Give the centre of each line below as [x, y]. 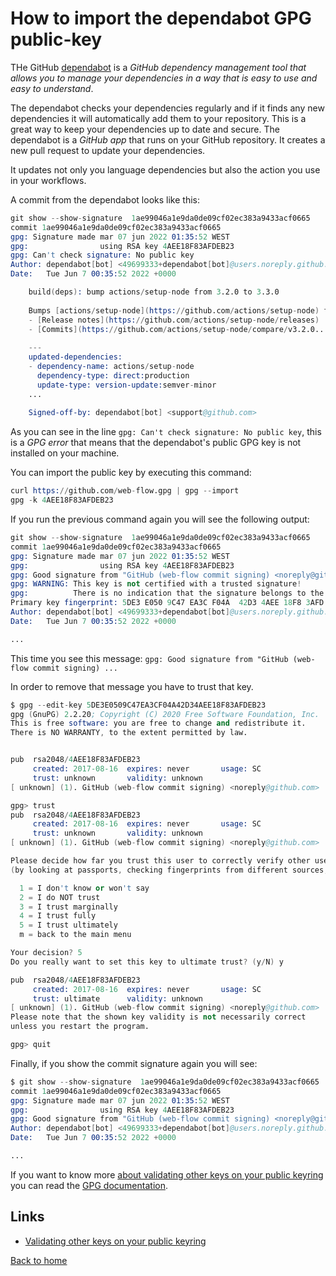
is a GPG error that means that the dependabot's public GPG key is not [156, 443]
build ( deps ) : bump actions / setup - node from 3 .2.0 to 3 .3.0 [154, 292]
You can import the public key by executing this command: [131, 473]
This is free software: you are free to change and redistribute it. [158, 723]
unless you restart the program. [80, 1027]
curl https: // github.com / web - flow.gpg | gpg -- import [125, 491]
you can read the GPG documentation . [89, 1185]
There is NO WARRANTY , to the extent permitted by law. [129, 733]
